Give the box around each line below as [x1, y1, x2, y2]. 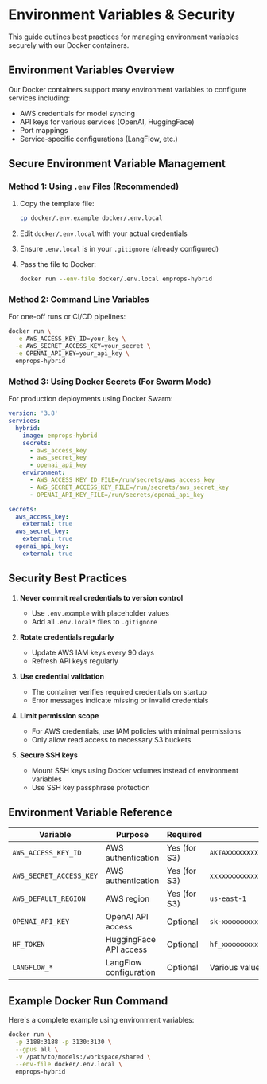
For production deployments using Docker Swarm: [8, 394, 173, 404]
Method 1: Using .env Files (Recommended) [8, 181, 180, 192]
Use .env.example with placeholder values [31, 608, 169, 618]
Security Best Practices [8, 572, 128, 585]
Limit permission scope [19, 710, 99, 720]
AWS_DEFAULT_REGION [12, 894, 86, 903]
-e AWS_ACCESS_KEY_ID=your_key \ [15, 335, 126, 343]
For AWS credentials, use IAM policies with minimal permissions [31, 726, 242, 736]
